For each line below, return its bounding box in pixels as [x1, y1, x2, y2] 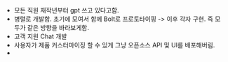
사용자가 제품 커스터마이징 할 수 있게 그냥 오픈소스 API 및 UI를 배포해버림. [13, 41, 215, 49]
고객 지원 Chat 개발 [13, 32, 67, 40]
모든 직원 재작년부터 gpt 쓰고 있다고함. [13, 6, 119, 14]
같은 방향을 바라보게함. [27, 24, 90, 31]
